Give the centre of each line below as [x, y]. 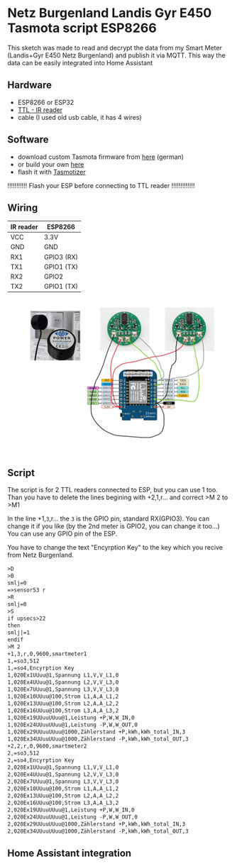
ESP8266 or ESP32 [46, 102]
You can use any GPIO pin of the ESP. [62, 534]
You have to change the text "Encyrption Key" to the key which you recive [115, 548]
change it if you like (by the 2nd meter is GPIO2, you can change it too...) [114, 526]
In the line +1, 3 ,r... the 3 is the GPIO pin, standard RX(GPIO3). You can [109, 518]
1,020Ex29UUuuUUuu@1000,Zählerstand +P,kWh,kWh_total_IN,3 [97, 732]
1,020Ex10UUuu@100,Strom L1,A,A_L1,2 [63, 696]
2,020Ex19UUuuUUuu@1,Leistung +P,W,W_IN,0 [71, 810]
